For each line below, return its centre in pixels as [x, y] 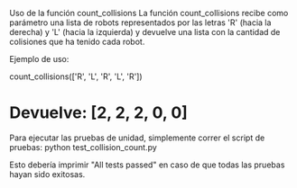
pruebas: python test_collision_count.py [84, 147]
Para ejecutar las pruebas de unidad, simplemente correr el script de [137, 138]
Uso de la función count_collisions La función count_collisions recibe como [149, 13]
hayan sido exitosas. [47, 174]
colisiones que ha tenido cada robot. [77, 41]
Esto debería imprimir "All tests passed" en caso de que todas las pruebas [147, 165]
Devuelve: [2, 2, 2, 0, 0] [98, 113]
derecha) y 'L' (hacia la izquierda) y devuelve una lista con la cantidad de [145, 32]
